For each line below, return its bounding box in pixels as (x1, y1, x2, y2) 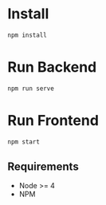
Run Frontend (7, 111, 99, 129)
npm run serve (7, 85, 55, 93)
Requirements (7, 160, 79, 173)
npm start (7, 137, 41, 146)
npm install (7, 31, 47, 39)
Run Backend (7, 58, 97, 76)
